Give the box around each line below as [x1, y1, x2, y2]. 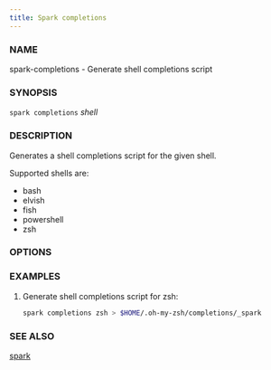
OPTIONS [9, 246, 52, 259]
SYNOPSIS [9, 86, 58, 99]
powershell [22, 213, 64, 224]
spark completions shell [9, 107, 98, 118]
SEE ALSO [9, 329, 55, 342]
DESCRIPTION [9, 129, 73, 142]
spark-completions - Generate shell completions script [9, 63, 213, 74]
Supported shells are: [9, 167, 89, 178]
